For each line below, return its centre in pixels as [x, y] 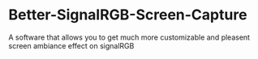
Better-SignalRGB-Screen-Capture [128, 15]
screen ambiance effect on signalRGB [71, 45]
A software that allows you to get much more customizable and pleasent [129, 37]
